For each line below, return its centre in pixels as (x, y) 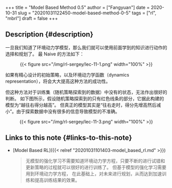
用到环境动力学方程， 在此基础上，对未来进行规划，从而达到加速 (94, 174)
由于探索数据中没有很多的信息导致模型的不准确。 (68, 111)
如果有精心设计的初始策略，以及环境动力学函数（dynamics (67, 74)
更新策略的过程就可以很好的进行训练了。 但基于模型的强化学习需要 (96, 167)
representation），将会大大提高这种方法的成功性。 (58, 81)
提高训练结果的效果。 (57, 180)
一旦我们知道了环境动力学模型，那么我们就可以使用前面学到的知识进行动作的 (86, 47)
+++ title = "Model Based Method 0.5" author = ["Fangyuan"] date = (78, 7)
